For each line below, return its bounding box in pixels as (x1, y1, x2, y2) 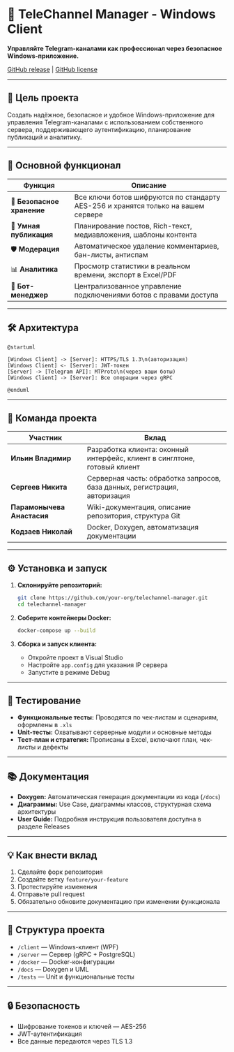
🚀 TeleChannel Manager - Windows (7, 6, 216, 22)
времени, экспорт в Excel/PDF (74, 270, 177, 279)
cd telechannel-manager (17, 601, 87, 608)
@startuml (7, 344, 36, 351)
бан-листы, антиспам (74, 249, 148, 259)
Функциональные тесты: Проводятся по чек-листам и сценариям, (17, 713, 219, 722)
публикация (10, 230, 54, 240)
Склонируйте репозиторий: (17, 581, 102, 589)
